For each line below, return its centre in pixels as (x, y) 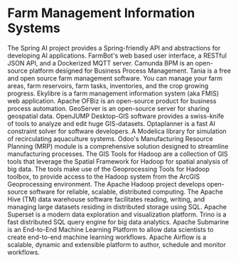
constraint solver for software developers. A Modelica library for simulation (117, 131)
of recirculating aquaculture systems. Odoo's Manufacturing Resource (110, 138)
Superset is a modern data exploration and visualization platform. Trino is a (117, 214)
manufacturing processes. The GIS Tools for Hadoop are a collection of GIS (118, 154)
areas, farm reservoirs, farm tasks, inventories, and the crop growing (108, 85)
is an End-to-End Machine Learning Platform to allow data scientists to (110, 229)
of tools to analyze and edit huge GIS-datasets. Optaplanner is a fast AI (111, 123)
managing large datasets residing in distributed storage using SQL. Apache (117, 206)
